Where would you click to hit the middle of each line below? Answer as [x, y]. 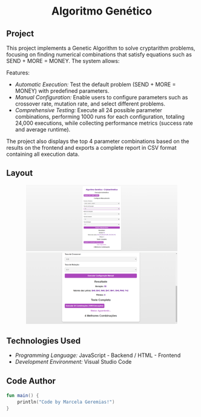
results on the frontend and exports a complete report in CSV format [91, 148]
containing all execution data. [43, 154]
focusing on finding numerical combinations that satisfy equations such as [99, 55]
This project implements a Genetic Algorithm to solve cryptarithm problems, [101, 48]
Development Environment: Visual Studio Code [73, 362]
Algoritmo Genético [102, 11]
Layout [20, 173]
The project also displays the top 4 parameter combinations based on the [98, 141]
